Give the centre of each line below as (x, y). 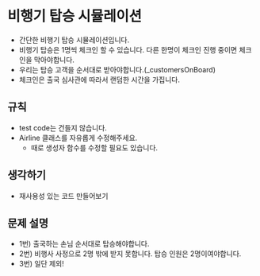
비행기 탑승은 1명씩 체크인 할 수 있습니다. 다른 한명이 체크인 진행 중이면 (128, 49)
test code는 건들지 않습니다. (63, 127)
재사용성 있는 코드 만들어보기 (63, 196)
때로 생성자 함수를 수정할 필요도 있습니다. (94, 147)
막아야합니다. (54, 60)
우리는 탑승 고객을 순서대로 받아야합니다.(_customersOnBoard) (117, 69)
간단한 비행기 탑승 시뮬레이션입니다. (74, 40)
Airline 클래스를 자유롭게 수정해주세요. (78, 138)
